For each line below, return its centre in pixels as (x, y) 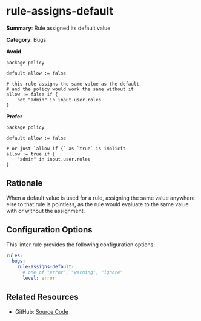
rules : (15, 255)
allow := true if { (31, 154)
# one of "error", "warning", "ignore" (72, 272)
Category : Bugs (26, 39)
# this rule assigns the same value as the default (73, 84)
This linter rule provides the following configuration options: (81, 245)
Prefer (15, 116)
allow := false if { (32, 94)
